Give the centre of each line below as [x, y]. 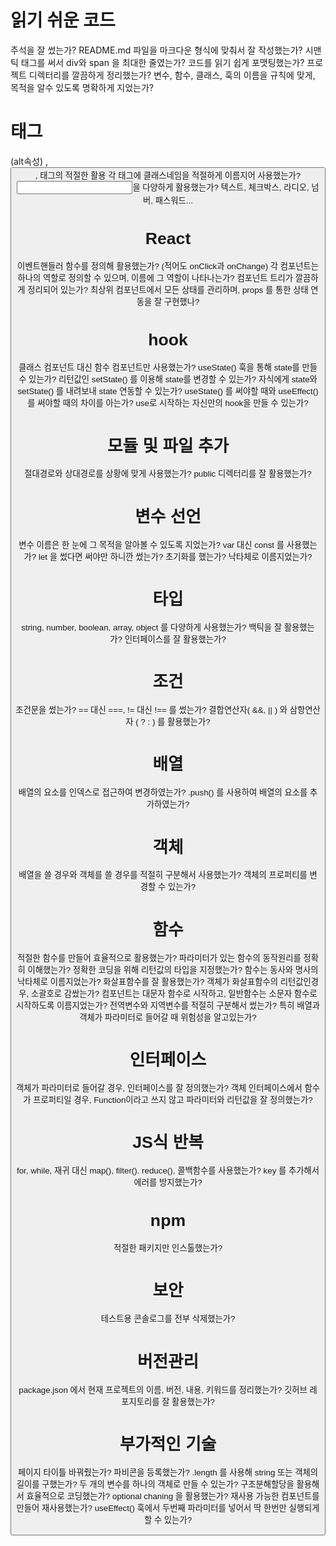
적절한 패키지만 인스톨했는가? [168, 1248]
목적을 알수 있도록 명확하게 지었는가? [82, 87]
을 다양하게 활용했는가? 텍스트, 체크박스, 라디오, [221, 187]
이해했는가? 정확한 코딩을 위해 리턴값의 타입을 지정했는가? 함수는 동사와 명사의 [173, 969]
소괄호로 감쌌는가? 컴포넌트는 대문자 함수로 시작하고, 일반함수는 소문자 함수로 [174, 993]
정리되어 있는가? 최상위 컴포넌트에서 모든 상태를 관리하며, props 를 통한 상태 [168, 290]
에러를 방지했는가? [168, 1182]
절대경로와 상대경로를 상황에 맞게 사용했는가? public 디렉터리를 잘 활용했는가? [168, 474]
